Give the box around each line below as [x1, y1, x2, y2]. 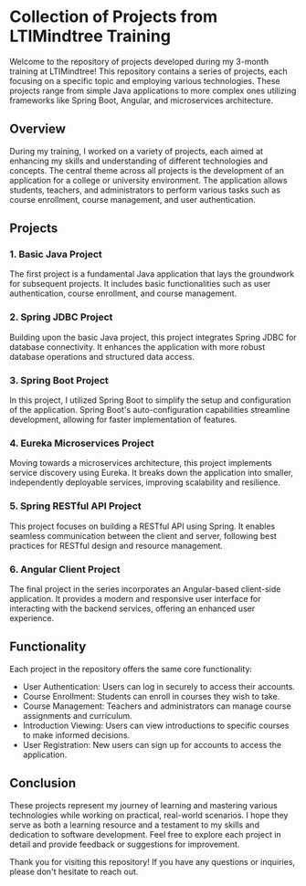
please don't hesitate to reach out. [9, 866, 139, 877]
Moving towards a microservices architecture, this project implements [9, 458, 272, 469]
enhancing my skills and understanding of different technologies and [9, 155, 269, 166]
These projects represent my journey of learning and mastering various [9, 799, 278, 810]
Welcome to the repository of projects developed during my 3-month [9, 56, 269, 67]
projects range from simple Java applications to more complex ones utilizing [9, 85, 297, 96]
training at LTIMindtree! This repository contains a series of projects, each [9, 66, 288, 77]
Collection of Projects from [9, 6, 217, 27]
